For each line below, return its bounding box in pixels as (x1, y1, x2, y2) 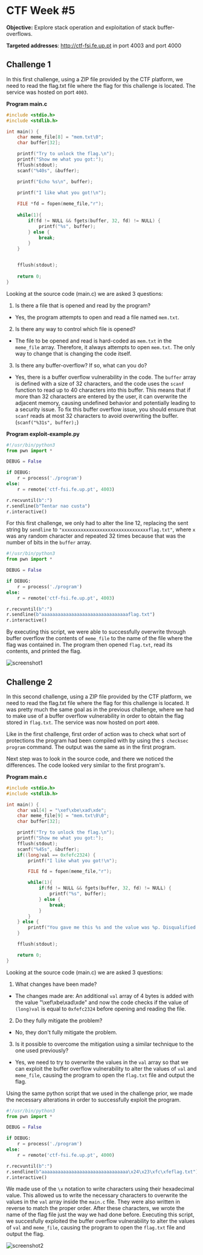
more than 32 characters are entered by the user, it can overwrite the (14, 392, 187, 400)
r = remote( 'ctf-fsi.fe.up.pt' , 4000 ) (17, 1152, 115, 1158)
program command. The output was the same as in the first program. (6, 743, 176, 751)
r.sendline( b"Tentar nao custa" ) (6, 503, 91, 509)
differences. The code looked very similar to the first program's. (6, 761, 166, 769)
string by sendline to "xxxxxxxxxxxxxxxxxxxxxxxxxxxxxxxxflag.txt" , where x (6, 526, 196, 534)
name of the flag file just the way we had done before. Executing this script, (6, 1211, 195, 1219)
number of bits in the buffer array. (6, 539, 92, 546)
